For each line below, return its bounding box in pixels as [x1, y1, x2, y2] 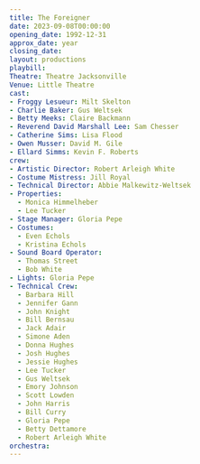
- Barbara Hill [17, 290, 75, 299]
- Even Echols [17, 231, 70, 240]
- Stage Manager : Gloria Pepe [9, 214, 123, 224]
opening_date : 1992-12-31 [9, 30, 106, 39]
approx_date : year [9, 38, 78, 48]
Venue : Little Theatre [9, 80, 95, 89]
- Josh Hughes [17, 348, 70, 357]
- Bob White [17, 265, 63, 274]
